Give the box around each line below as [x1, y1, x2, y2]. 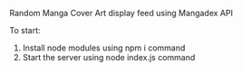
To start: [9, 25, 41, 35]
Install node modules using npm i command [22, 42, 186, 53]
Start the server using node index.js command [22, 52, 196, 62]
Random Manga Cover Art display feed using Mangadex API [9, 8, 234, 18]
